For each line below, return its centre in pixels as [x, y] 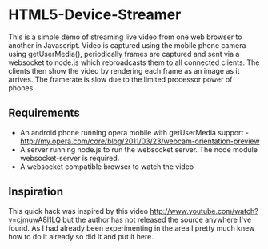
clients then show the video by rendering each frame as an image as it [124, 70]
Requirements [44, 113]
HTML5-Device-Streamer [95, 15]
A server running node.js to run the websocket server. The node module [139, 149]
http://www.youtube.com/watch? [204, 211]
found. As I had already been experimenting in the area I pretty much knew [132, 228]
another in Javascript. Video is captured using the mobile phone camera [127, 45]
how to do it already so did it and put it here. [81, 236]
